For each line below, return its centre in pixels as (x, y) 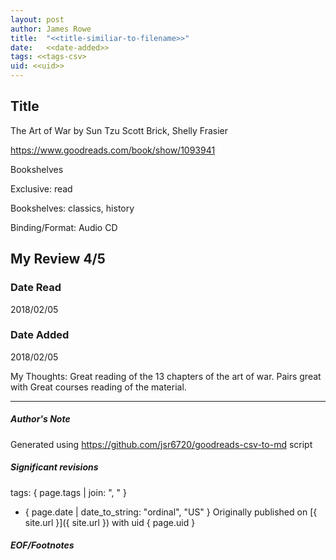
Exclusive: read (41, 188)
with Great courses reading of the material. (98, 387)
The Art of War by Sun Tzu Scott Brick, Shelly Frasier (119, 130)
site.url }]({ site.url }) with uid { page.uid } (110, 522)
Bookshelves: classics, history (72, 208)
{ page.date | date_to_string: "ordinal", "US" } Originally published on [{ (171, 512)
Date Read (36, 288)
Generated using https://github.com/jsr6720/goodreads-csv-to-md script (161, 444)
